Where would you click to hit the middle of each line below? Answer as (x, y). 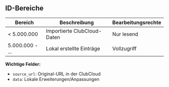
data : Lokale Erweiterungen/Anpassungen (56, 79)
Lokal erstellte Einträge (73, 48)
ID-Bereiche (24, 8)
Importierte (59, 31)
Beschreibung (77, 22)
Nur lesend (125, 34)
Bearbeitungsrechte (137, 22)
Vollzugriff (124, 48)
